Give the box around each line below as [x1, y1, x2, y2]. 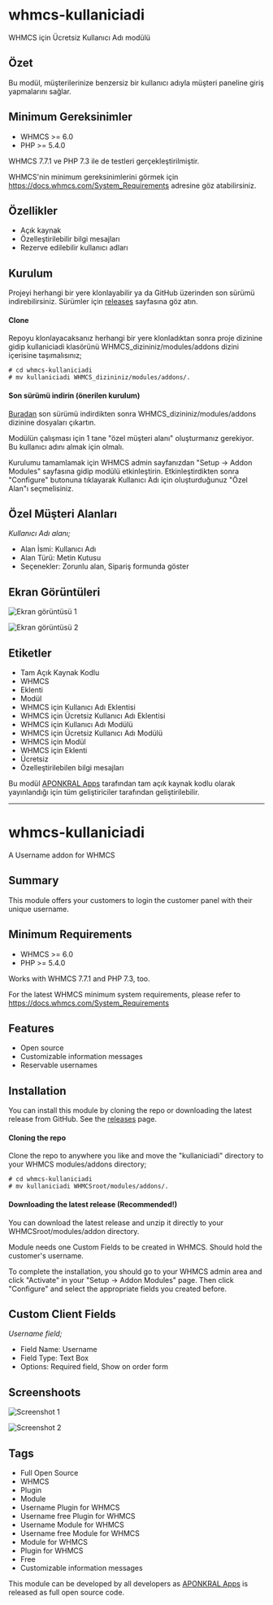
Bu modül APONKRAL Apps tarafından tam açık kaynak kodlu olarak [8, 779, 236, 788]
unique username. [8, 904, 69, 914]
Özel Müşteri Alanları [8, 507, 118, 521]
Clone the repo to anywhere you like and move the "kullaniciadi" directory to [8, 1151, 264, 1161]
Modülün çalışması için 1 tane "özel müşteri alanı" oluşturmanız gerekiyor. [8, 433, 254, 443]
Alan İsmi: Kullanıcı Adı [19, 544, 97, 554]
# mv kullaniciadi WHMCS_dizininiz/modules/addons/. [8, 373, 191, 382]
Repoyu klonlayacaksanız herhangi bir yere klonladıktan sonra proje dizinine [8, 334, 262, 343]
